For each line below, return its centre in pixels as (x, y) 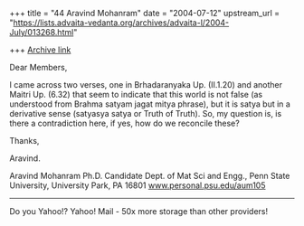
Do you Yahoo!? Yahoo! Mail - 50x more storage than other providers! (139, 211)
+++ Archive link (40, 50)
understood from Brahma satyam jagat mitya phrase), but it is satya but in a (150, 104)
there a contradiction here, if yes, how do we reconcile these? (124, 123)
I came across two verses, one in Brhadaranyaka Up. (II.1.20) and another (146, 85)
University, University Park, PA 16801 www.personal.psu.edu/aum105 (138, 185)
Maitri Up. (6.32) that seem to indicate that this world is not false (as (136, 94)
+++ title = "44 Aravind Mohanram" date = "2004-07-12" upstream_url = (145, 13)
